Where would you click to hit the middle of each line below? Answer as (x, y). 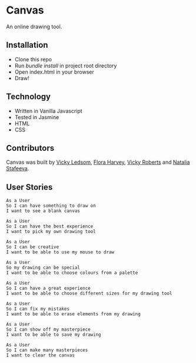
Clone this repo (33, 59)
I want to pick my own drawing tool (51, 232)
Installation (27, 45)
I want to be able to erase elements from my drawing (74, 314)
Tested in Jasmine (37, 117)
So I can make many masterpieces (47, 350)
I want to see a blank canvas (43, 211)
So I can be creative (33, 247)
